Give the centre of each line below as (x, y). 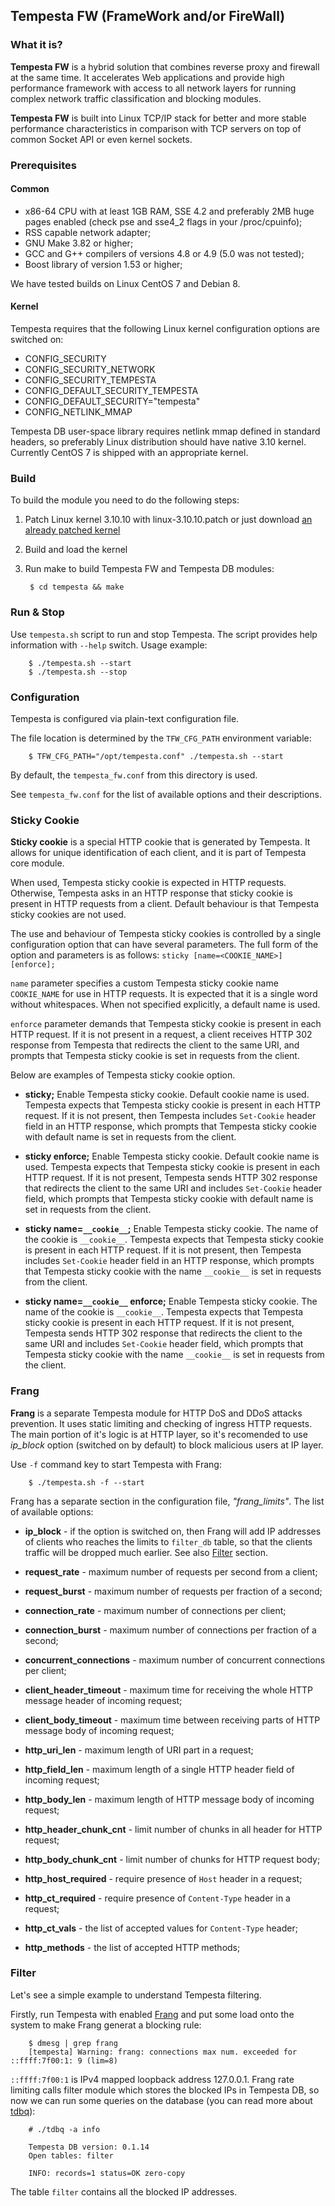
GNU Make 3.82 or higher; (79, 243)
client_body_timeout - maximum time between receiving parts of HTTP (172, 1720)
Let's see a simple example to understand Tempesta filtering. (136, 1995)
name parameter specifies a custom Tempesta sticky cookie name (144, 983)
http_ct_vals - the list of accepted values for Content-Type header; (161, 1928)
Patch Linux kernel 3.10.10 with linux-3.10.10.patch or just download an (168, 520)
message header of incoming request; (103, 1700)
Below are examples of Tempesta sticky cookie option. (123, 1075)
